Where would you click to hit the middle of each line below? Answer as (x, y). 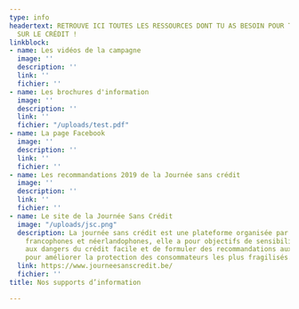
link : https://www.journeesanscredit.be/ (95, 266)
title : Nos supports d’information (75, 282)
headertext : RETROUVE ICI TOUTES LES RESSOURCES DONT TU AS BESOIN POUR (147, 26)
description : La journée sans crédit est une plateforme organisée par (153, 232)
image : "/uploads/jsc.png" (67, 224)
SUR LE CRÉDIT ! (47, 34)
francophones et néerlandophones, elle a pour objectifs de (139, 241)
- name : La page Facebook (57, 134)
